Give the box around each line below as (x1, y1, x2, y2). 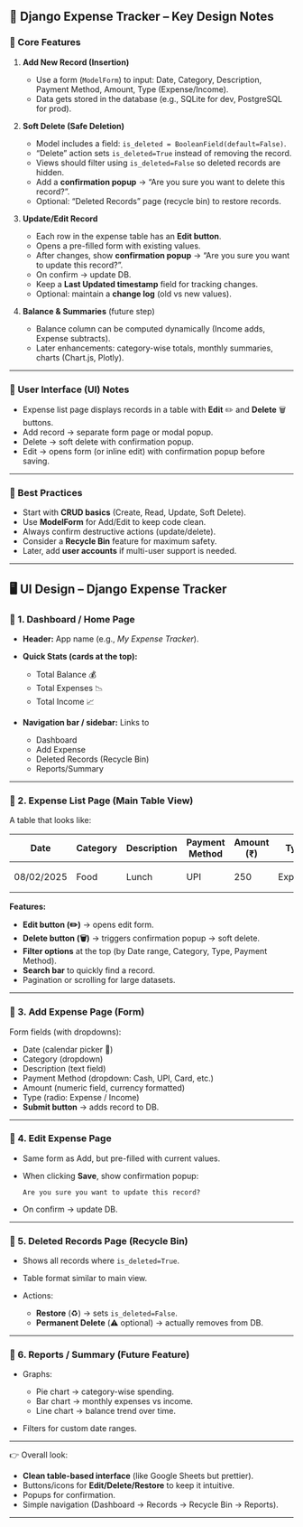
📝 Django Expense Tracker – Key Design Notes (9, 9, 274, 24)
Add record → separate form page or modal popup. (22, 426, 214, 437)
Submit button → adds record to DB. (22, 1101, 160, 1112)
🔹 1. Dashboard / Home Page (9, 613, 135, 625)
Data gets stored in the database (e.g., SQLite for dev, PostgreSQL (35, 93, 282, 104)
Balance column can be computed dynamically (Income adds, (35, 323, 266, 334)
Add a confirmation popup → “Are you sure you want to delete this (35, 176, 286, 187)
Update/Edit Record (22, 213, 98, 224)
